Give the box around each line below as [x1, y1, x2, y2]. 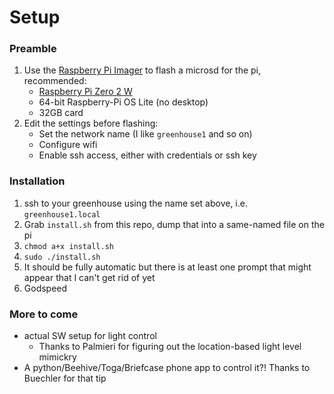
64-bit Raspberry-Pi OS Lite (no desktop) [38, 96, 209, 108]
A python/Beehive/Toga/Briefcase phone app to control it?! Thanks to [23, 362, 311, 374]
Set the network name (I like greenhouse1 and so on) [38, 128, 253, 140]
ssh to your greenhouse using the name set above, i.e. [23, 197, 248, 209]
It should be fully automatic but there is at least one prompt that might [23, 261, 312, 273]
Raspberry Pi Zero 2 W [38, 86, 133, 98]
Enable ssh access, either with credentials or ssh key [38, 149, 257, 161]
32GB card [38, 107, 84, 119]
